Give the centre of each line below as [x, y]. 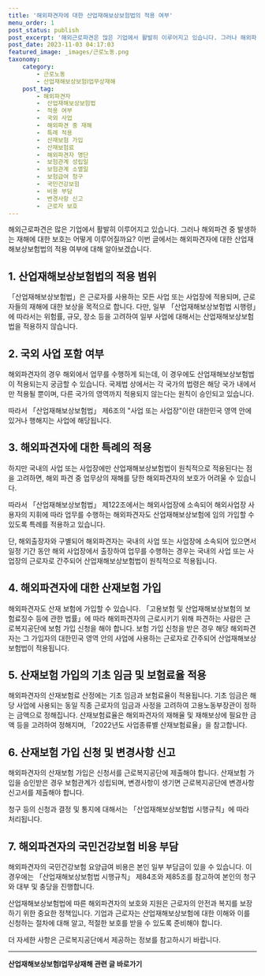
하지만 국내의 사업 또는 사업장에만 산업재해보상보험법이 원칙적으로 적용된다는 [126, 468]
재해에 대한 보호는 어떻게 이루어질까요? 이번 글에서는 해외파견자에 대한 [124, 239]
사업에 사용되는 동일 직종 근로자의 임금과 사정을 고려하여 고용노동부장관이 [129, 706]
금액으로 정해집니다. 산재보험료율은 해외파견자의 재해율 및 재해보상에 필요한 [132, 715]
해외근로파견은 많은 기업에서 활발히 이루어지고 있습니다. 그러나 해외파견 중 [122, 229]
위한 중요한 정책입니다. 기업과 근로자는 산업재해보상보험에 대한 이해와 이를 [136, 913]
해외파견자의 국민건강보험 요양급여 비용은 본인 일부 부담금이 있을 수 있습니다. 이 [130, 867]
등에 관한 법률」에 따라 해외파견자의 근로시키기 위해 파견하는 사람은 [139, 618]
